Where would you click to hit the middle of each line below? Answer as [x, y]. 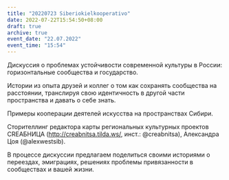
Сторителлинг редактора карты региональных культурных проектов [108, 127]
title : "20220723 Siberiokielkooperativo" [69, 13]
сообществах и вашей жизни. [51, 169]
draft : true [24, 26]
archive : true [28, 33]
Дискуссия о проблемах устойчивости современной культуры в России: [115, 65]
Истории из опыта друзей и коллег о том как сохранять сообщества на [112, 86]
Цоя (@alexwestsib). [36, 141]
